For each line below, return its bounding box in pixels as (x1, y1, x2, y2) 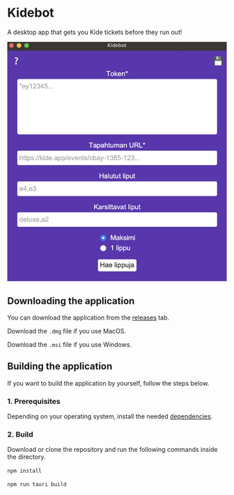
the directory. (7, 453, 46, 461)
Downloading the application (7, 294, 135, 307)
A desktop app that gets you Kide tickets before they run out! (7, 28, 182, 36)
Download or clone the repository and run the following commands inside (7, 446, 218, 454)
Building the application (7, 361, 113, 372)
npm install (7, 468, 42, 475)
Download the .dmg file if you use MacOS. (7, 327, 127, 335)
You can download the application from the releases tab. (7, 313, 169, 322)
